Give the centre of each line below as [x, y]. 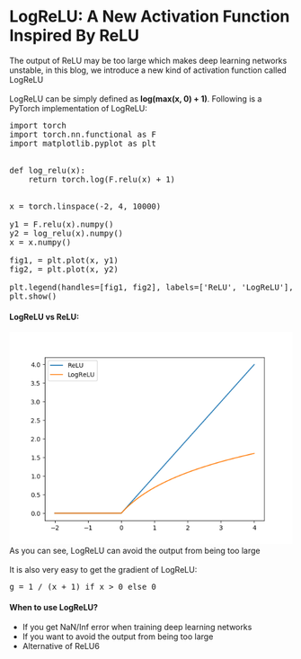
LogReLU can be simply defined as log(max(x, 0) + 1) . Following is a [136, 98]
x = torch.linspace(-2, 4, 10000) [85, 206]
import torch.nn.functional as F [83, 134]
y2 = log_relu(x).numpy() [66, 233]
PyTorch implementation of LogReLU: [79, 108]
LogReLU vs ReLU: [44, 316]
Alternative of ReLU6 [61, 646]
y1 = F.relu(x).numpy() [62, 224]
